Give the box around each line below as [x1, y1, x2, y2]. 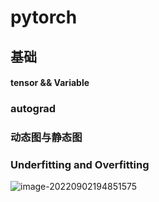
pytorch [10, 6, 78, 29]
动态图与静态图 [10, 131, 83, 145]
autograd [10, 102, 57, 116]
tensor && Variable [10, 77, 90, 89]
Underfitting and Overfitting [10, 157, 150, 171]
